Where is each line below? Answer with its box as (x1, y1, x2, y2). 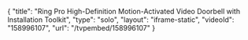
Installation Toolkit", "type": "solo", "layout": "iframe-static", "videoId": (7, 15, 235, 24)
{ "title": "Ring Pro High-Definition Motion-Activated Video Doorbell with (7, 7, 241, 16)
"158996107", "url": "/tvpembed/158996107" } (7, 24, 155, 32)
